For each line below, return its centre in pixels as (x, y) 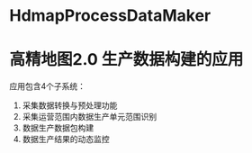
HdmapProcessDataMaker (110, 16)
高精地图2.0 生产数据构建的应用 (126, 60)
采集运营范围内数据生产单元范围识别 (90, 117)
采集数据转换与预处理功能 (70, 105)
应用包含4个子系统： (48, 86)
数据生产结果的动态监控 (66, 139)
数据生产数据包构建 (58, 128)
